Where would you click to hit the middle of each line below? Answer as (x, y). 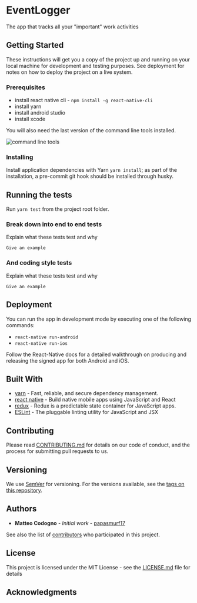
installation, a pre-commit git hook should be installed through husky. (90, 176)
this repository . (24, 490)
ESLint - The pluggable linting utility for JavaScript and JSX (86, 412)
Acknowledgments (42, 592)
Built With (24, 379)
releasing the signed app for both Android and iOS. (68, 360)
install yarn (28, 106)
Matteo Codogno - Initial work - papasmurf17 (70, 523)
